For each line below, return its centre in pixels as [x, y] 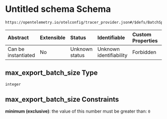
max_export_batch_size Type [51, 73]
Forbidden [144, 52]
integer [13, 84]
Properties [145, 41]
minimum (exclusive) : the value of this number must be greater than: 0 [78, 111]
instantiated [21, 55]
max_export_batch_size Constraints [62, 99]
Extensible [52, 37]
